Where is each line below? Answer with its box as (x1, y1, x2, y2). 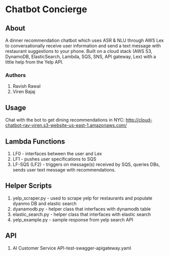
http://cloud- (125, 117, 152, 123)
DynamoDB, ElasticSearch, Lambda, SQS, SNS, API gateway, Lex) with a (5, 53, 156, 60)
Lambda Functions (5, 137, 65, 146)
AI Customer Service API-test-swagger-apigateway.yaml (12, 245, 131, 251)
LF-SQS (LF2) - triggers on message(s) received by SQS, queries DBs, (12, 161, 160, 167)
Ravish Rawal (12, 83, 41, 90)
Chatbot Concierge (5, 4, 87, 15)
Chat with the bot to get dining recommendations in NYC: (5, 117, 125, 123)
